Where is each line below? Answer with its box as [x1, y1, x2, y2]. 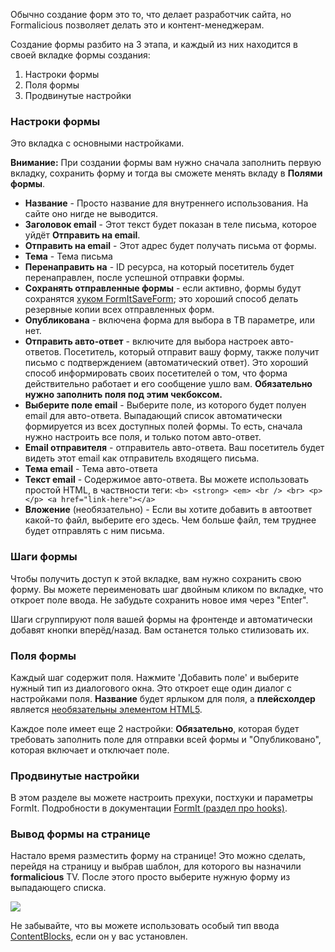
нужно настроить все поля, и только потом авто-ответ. [24, 431, 262, 443]
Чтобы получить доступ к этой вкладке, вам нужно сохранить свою [10, 572, 302, 584]
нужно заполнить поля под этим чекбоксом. [24, 389, 223, 401]
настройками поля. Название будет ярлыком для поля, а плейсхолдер [10, 692, 316, 704]
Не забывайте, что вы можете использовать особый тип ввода [10, 920, 280, 932]
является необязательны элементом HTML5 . [10, 703, 203, 715]
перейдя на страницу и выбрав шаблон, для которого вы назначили [10, 860, 302, 873]
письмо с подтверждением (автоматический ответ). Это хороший [24, 357, 309, 369]
